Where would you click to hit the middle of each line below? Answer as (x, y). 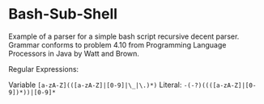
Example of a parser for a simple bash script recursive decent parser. (124, 36)
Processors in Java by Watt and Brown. (74, 53)
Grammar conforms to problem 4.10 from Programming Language (117, 44)
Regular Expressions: (44, 69)
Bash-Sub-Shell (63, 14)
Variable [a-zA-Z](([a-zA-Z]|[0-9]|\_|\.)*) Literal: (95, 85)
